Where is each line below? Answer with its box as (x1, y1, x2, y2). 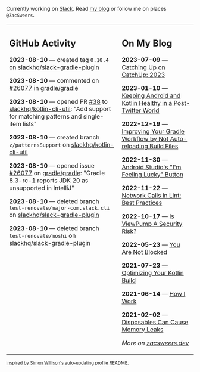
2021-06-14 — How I (121, 289, 186, 297)
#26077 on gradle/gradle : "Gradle (9, 169, 105, 177)
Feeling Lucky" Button (121, 170, 183, 178)
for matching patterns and (9, 112, 82, 120)
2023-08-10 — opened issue (9, 161, 95, 169)
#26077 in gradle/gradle (9, 83, 79, 92)
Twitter (121, 106, 142, 114)
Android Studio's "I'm (121, 163, 182, 171)
